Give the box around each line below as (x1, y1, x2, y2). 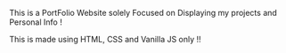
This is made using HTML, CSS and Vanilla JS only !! (9, 34, 202, 44)
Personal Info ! (9, 17, 62, 27)
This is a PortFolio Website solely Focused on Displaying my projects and (9, 8, 278, 18)
